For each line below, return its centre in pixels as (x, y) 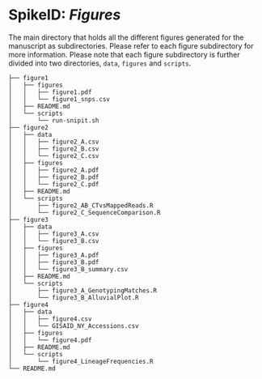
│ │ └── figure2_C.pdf (54, 184)
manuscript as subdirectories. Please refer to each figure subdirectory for (131, 45)
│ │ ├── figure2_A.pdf (54, 170)
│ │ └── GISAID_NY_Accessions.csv (74, 326)
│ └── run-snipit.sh (54, 120)
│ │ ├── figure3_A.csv (54, 234)
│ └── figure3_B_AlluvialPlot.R (74, 297)
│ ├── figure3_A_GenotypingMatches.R (83, 290)
